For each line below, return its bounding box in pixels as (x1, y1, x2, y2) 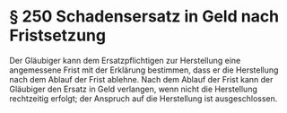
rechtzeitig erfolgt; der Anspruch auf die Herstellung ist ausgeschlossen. (9, 92, 278, 104)
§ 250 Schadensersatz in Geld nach (9, 6, 280, 27)
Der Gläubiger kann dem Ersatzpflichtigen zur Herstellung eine (9, 55, 241, 65)
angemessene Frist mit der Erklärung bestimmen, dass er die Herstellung (9, 65, 279, 75)
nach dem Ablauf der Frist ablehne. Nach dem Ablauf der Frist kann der (9, 74, 274, 84)
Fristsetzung (9, 25, 106, 46)
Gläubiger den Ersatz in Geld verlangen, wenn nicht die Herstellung (9, 83, 258, 94)
